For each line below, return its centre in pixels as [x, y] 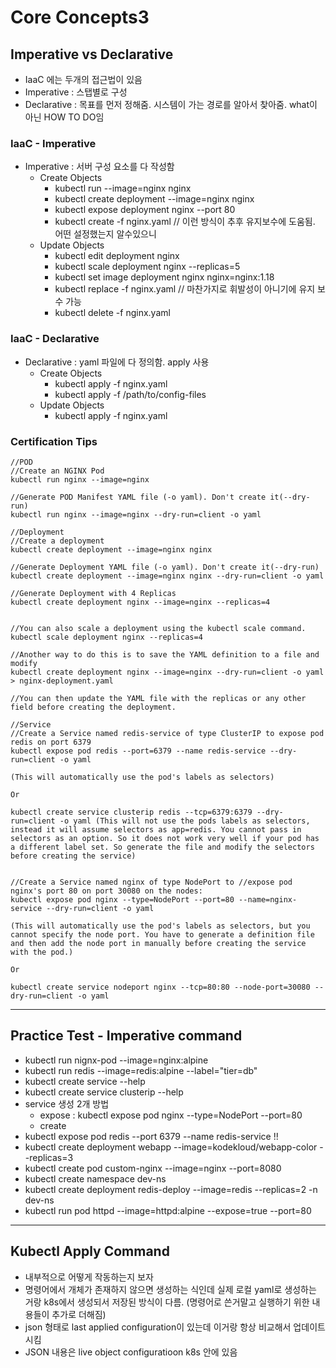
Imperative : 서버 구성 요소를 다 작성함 [99, 167]
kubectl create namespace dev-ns [95, 1178]
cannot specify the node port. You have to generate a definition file [162, 934]
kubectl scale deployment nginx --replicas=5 [147, 267]
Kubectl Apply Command [90, 1251]
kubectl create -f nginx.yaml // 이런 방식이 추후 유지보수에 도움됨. [185, 222]
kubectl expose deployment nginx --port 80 [145, 210]
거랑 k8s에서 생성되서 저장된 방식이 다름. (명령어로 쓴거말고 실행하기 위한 [167, 1302]
